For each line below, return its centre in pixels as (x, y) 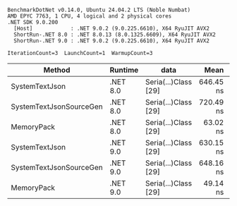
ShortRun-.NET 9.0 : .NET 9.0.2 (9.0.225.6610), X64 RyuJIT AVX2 (112, 41)
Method (57, 70)
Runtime (124, 70)
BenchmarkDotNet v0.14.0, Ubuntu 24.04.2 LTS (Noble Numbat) (99, 10)
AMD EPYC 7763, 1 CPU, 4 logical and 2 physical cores (90, 16)
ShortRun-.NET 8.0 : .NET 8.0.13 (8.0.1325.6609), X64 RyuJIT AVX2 (115, 35)
